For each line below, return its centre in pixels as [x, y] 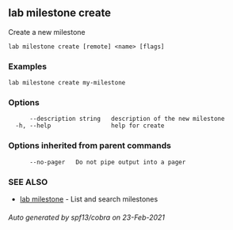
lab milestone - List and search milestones [89, 199]
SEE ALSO [28, 182]
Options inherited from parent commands [90, 145]
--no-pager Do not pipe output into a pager [107, 162]
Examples [28, 66]
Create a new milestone [47, 32]
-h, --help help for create [90, 126]
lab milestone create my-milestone [67, 83]
